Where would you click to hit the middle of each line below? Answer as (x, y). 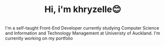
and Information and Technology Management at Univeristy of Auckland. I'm (82, 33)
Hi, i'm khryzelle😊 (83, 9)
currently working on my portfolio (39, 38)
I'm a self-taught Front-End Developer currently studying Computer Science (82, 28)
